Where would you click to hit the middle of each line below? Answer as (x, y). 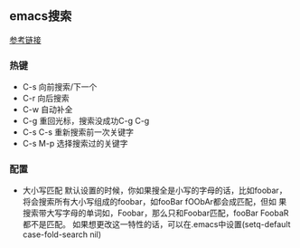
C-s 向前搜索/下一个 (60, 87)
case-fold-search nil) (62, 234)
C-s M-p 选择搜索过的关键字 (75, 144)
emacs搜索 (41, 16)
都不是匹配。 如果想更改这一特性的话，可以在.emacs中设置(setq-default (156, 224)
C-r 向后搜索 (46, 99)
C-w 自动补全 (47, 110)
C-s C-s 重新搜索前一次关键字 (78, 132)
